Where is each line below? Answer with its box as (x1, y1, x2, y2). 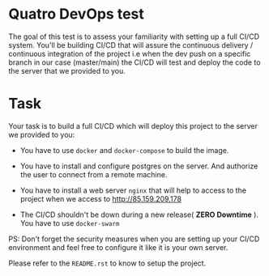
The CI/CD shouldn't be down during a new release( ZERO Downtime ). (19, 210, 259, 219)
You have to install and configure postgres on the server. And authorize (19, 161, 258, 171)
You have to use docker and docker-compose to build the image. (19, 145, 229, 155)
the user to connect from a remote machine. (19, 169, 168, 179)
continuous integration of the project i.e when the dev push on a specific (8, 49, 251, 58)
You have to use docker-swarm (19, 218, 120, 227)
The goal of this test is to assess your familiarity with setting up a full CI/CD (8, 32, 260, 41)
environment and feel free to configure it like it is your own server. (8, 242, 228, 252)
